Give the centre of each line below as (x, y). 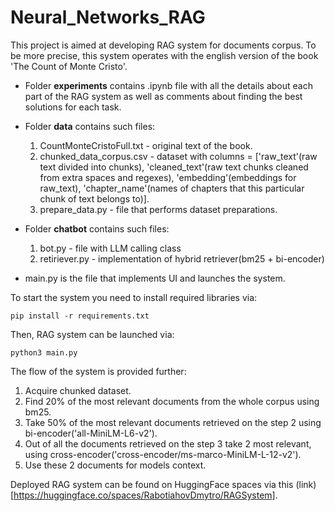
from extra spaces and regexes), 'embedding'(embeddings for (168, 177)
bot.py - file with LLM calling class (110, 248)
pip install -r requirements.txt (80, 316)
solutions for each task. (73, 107)
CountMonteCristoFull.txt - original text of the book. (146, 145)
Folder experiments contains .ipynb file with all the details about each (168, 85)
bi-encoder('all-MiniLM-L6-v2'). (91, 433)
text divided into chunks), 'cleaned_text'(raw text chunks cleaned (174, 167)
